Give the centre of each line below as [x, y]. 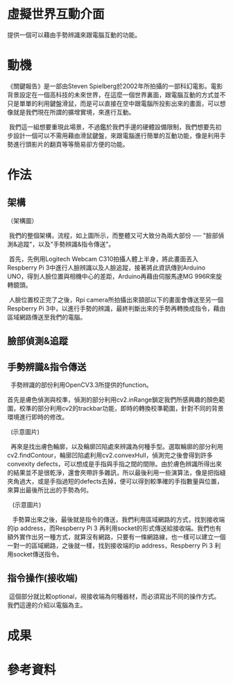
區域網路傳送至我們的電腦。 [47, 317]
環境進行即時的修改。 [37, 417]
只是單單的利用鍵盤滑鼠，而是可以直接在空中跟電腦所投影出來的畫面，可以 [113, 103]
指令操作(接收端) [43, 578]
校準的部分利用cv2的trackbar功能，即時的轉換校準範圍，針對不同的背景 [121, 409]
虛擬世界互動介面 [56, 14]
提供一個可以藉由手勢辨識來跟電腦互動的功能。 [74, 35]
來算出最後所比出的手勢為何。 [50, 490]
